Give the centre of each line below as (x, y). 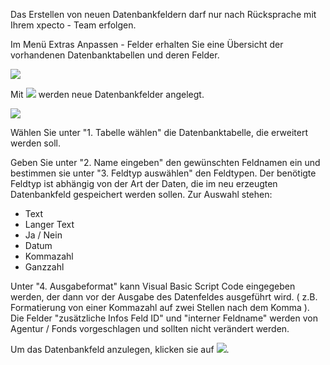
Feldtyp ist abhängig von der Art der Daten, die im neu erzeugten (144, 183)
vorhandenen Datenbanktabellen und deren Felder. (115, 55)
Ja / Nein (43, 235)
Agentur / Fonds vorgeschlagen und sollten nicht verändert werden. (150, 328)
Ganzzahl (44, 267)
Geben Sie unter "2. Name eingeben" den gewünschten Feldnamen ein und (165, 162)
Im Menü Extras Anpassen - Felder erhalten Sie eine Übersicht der (147, 44)
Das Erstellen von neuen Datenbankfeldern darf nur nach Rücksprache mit (163, 14)
